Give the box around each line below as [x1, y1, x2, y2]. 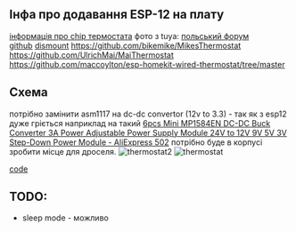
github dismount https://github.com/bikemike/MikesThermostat [9, 40, 242, 51]
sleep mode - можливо [21, 212, 109, 223]
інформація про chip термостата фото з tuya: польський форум [9, 30, 250, 41]
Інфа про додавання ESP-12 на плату [9, 7, 225, 22]
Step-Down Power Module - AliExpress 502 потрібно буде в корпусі [9, 137, 263, 148]
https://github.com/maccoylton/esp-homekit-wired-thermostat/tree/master [9, 59, 285, 69]
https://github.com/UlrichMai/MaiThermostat [9, 49, 174, 60]
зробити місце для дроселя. [9, 146, 117, 156]
